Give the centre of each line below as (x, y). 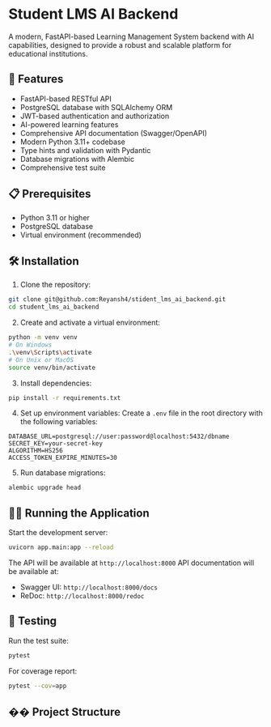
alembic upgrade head (45, 488)
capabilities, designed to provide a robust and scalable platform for (120, 45)
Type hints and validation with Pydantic (85, 150)
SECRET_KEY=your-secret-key (56, 444)
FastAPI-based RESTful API (66, 99)
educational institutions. (48, 53)
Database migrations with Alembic (77, 159)
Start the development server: (58, 533)
